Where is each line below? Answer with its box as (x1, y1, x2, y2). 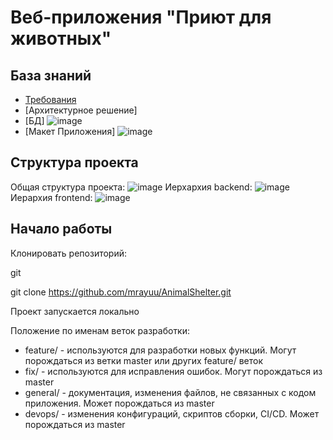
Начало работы (10, 221, 113, 238)
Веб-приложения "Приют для (10, 6, 272, 29)
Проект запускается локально (10, 305, 140, 317)
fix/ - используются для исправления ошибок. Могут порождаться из (24, 365, 323, 377)
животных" (10, 27, 112, 50)
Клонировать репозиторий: (10, 247, 128, 259)
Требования (24, 94, 77, 105)
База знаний (10, 67, 92, 84)
